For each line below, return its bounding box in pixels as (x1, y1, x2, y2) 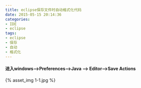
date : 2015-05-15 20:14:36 (5, 12, 62, 17)
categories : (5, 17, 30, 22)
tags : (5, 31, 17, 36)
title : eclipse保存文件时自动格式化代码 (5, 7, 82, 13)
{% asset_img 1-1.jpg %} (5, 77, 56, 83)
